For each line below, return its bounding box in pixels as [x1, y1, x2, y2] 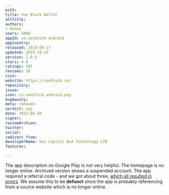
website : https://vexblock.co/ [5, 78, 71, 83]
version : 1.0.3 [5, 54, 37, 60]
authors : [5, 21, 24, 27]
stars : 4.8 [5, 59, 28, 64]
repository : [5, 83, 30, 88]
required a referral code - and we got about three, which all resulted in [5, 173, 152, 179]
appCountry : [5, 41, 30, 46]
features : [5, 144, 26, 149]
